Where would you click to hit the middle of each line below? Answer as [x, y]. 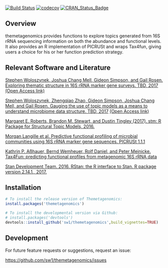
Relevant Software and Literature [58, 68]
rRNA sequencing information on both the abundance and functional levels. [83, 41]
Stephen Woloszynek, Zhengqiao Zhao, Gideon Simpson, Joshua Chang [80, 100]
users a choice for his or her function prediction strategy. [64, 52]
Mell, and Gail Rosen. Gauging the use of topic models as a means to [76, 105]
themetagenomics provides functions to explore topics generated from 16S [83, 36]
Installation [23, 187]
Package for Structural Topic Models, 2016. [50, 126]
